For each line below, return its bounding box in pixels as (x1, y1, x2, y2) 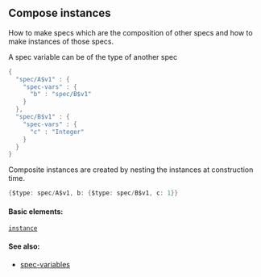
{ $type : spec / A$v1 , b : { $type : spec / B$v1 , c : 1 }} (8, 189, 179, 197)
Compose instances (8, 6, 111, 20)
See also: (8, 241, 40, 251)
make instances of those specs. (8, 36, 114, 46)
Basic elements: (8, 206, 64, 216)
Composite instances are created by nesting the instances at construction (8, 165, 254, 174)
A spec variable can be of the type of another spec (8, 52, 178, 61)
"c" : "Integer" (29, 128, 85, 136)
